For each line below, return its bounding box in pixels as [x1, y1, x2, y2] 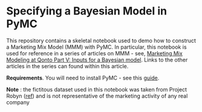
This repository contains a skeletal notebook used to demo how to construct [6, 37, 197, 44]
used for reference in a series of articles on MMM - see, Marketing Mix [6, 49, 183, 57]
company [6, 98, 30, 106]
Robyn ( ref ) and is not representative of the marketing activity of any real [6, 92, 188, 99]
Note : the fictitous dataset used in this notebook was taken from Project [6, 86, 187, 93]
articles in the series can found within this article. [6, 62, 129, 70]
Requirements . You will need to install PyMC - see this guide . [6, 74, 160, 81]
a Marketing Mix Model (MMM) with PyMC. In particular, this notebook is [6, 43, 187, 51]
